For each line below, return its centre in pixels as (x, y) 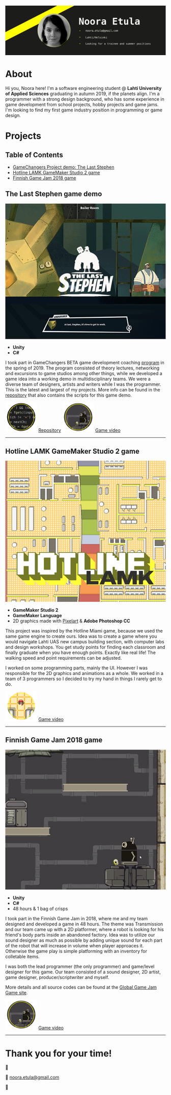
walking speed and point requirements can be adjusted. (64, 658)
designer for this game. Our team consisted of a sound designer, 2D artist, (83, 972)
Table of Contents (34, 155)
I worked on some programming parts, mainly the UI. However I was (77, 668)
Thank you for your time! (59, 1053)
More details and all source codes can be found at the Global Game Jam (81, 987)
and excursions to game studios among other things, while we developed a (84, 374)
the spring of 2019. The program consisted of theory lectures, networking (82, 368)
